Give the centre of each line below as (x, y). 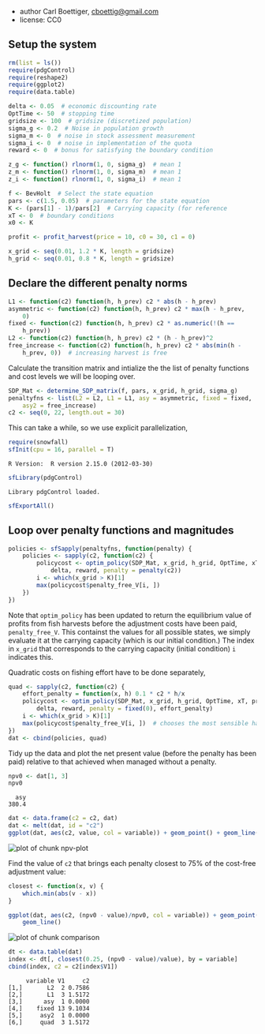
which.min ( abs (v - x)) (60, 894)
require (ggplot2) (37, 85)
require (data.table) (42, 92)
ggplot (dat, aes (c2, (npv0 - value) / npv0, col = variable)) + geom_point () (135, 915)
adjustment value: (37, 871)
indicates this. (31, 657)
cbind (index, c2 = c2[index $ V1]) (63, 967)
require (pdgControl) (42, 70)
